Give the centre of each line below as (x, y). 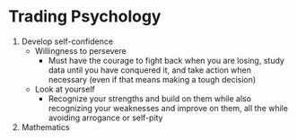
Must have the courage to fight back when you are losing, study (166, 60)
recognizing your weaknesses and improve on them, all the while (168, 108)
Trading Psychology (85, 17)
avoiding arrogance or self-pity (105, 118)
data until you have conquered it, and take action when (150, 70)
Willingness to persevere (80, 50)
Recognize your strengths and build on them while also (150, 98)
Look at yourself (65, 89)
